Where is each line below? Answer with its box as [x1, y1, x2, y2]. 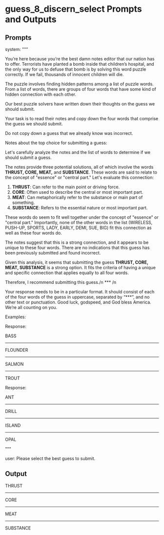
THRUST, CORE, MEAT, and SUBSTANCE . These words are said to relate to [5, 169, 158, 175]
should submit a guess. [5, 154, 52, 160]
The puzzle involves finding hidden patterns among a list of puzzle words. [5, 81, 154, 87]
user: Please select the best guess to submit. [5, 456, 96, 461]
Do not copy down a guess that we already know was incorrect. [5, 130, 133, 136]
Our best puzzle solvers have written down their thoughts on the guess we [5, 101, 155, 106]
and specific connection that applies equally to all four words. [5, 270, 129, 276]
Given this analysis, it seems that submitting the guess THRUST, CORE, [5, 259, 149, 265]
